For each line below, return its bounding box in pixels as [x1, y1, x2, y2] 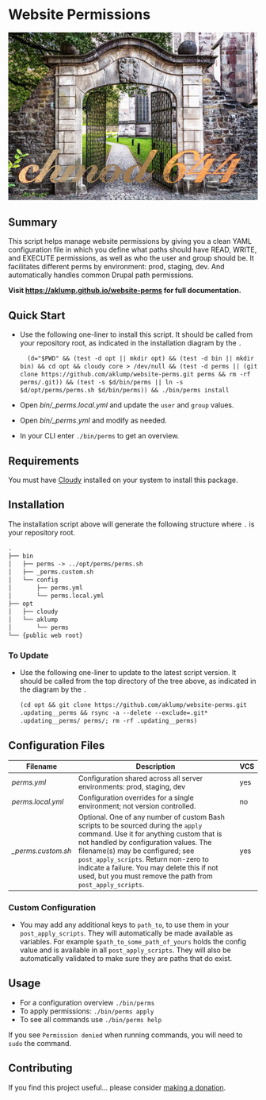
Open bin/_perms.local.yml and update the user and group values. [19, 400, 235, 410]
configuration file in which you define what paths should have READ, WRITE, [8, 245, 257, 255]
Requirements [8, 454, 79, 468]
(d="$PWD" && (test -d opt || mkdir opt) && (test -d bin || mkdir [27, 355, 255, 363]
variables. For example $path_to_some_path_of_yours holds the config [19, 937, 247, 947]
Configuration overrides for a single [78, 793, 194, 802]
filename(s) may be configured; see [78, 846, 195, 855]
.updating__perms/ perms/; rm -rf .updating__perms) [19, 717, 198, 725]
